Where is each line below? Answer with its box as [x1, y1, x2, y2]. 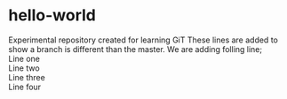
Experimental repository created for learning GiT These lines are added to [8, 34, 279, 45]
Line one [8, 53, 41, 64]
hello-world [8, 5, 97, 26]
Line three [8, 72, 45, 82]
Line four [8, 81, 42, 92]
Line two [8, 63, 41, 73]
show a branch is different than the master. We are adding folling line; [8, 43, 263, 54]
